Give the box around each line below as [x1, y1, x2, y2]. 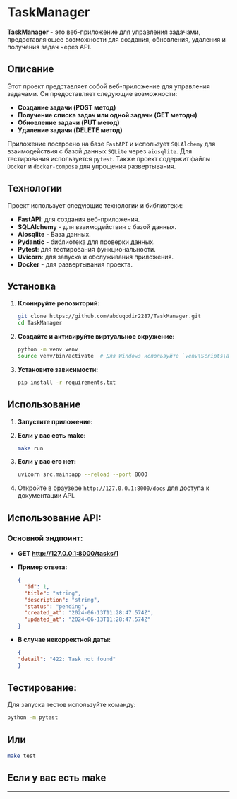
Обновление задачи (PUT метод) [17, 118, 120, 127]
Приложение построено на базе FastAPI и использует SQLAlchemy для [7, 139, 216, 148]
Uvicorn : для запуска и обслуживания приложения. [17, 252, 174, 261]
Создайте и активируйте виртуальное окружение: [17, 332, 175, 341]
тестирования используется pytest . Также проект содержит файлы [7, 154, 211, 163]
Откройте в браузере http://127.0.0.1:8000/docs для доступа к [17, 484, 209, 492]
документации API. [17, 491, 75, 500]
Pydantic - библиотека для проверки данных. [17, 238, 155, 246]
